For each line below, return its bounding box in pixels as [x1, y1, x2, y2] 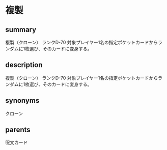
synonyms [5, 96, 40, 105]
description [5, 61, 43, 69]
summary [5, 25, 37, 34]
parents [5, 126, 31, 134]
